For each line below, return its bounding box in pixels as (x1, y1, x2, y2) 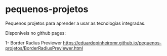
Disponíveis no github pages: (5, 30, 66, 36)
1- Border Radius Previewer (5, 39, 62, 46)
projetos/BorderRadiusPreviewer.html (5, 45, 83, 51)
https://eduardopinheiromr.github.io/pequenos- (63, 39, 162, 46)
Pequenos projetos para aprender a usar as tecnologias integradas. (5, 20, 146, 26)
